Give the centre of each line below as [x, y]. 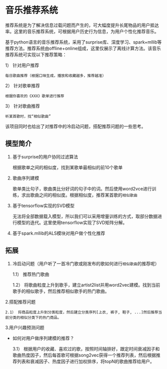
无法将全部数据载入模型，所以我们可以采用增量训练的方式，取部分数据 [85, 216]
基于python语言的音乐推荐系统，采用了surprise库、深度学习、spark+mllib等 [83, 42]
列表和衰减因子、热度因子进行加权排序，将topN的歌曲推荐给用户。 [86, 361]
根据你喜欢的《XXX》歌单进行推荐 [35, 96]
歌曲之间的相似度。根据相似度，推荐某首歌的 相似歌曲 [84, 195]
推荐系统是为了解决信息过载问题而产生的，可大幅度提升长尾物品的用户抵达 [82, 25]
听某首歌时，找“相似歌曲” [28, 116]
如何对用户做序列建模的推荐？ [43, 338]
